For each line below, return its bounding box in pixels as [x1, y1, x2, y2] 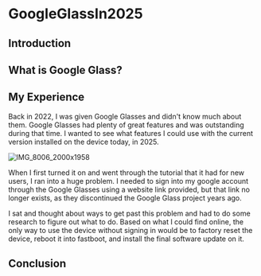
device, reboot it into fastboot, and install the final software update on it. [8, 234, 245, 243]
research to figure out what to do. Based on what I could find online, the [8, 216, 244, 227]
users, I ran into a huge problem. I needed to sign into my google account [8, 176, 249, 185]
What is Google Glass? [8, 63, 123, 76]
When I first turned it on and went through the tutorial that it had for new [8, 168, 245, 177]
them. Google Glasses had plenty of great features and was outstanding [8, 120, 244, 130]
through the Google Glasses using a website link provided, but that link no [8, 185, 251, 194]
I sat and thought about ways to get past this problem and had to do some [8, 208, 251, 218]
